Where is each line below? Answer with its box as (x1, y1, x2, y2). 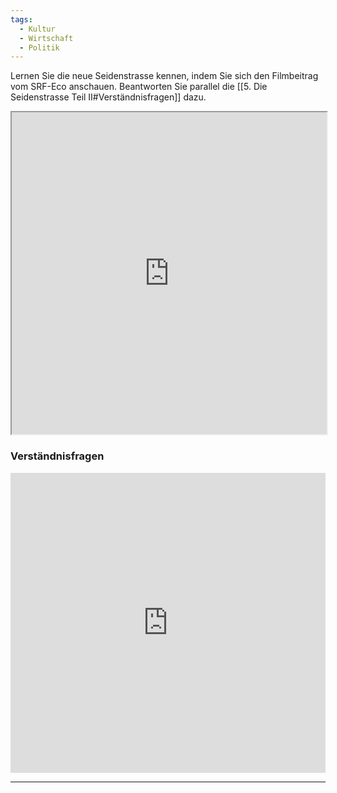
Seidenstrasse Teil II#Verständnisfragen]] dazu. (10, 91, 207, 103)
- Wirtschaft (19, 33, 74, 43)
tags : (10, 14, 33, 25)
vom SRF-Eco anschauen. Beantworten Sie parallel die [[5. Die (10, 81, 268, 93)
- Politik (19, 42, 60, 53)
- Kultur (19, 24, 56, 34)
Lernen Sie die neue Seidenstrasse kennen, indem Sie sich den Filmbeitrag (10, 70, 319, 82)
